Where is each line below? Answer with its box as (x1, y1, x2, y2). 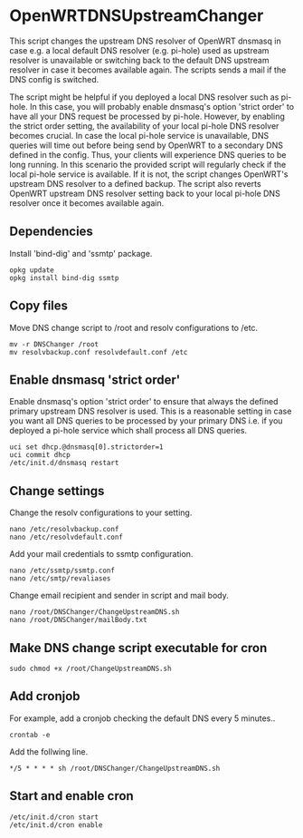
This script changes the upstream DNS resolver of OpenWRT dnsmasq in (9, 35, 282, 46)
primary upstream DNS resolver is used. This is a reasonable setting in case (9, 405, 292, 417)
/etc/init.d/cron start (9, 813, 99, 822)
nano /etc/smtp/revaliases (9, 574, 111, 583)
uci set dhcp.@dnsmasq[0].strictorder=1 (9, 443, 165, 452)
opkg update (9, 265, 54, 275)
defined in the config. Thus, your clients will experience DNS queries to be (9, 149, 287, 160)
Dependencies (9, 224, 93, 239)
